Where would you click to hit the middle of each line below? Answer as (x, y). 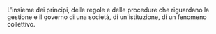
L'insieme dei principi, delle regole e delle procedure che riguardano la (108, 10)
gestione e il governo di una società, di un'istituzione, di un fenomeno (107, 17)
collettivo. (21, 24)
